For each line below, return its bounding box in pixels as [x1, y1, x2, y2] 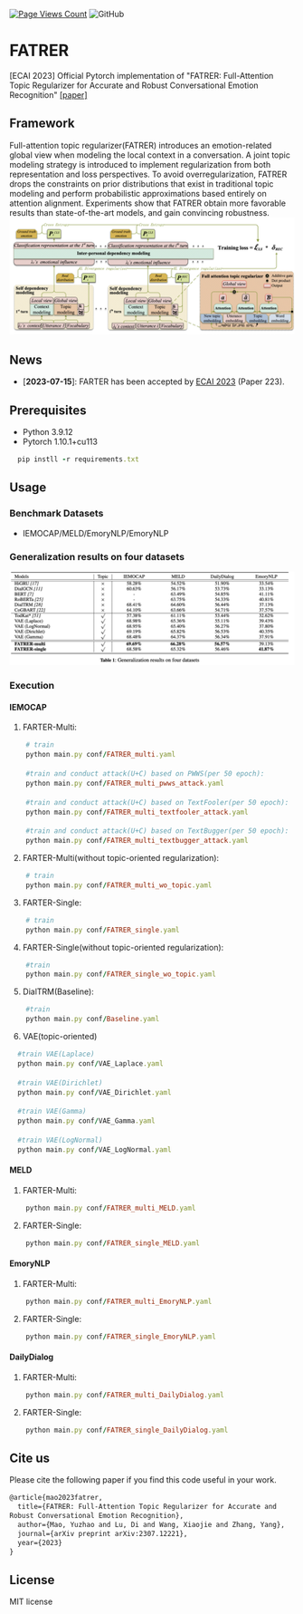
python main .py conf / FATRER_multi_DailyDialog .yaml [25, 1390, 224, 1399]
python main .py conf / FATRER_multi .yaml [25, 750, 176, 759]
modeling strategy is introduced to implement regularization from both [9, 159, 271, 169]
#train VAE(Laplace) [17, 1049, 95, 1059]
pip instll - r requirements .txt [17, 455, 140, 464]
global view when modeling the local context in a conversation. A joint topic [9, 150, 291, 160]
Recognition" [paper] [9, 89, 88, 100]
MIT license [9, 1596, 53, 1608]
